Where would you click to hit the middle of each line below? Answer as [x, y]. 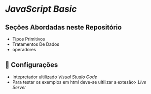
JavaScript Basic [41, 9]
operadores [24, 49]
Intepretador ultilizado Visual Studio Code [55, 77]
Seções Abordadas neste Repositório [63, 27]
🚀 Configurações [32, 65]
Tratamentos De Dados [36, 44]
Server [19, 87]
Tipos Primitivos [29, 39]
